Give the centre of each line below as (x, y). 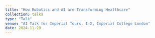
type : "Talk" (19, 19)
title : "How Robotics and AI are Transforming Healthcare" (68, 10)
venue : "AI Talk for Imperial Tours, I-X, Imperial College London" (78, 23)
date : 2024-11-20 (23, 28)
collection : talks (24, 14)
